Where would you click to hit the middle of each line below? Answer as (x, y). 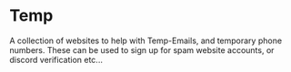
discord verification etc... (56, 59)
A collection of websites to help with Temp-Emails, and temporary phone (146, 40)
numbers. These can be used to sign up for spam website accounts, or (142, 49)
